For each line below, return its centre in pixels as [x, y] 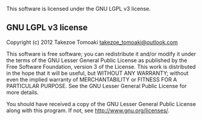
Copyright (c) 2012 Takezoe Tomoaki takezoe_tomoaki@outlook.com [92, 42]
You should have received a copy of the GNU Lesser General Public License [101, 104]
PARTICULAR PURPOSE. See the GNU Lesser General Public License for [96, 86]
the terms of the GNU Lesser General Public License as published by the [97, 60]
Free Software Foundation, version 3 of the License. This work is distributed [101, 66]
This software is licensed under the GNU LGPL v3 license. [79, 9]
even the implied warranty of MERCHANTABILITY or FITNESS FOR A [92, 79]
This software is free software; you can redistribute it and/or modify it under [101, 54]
